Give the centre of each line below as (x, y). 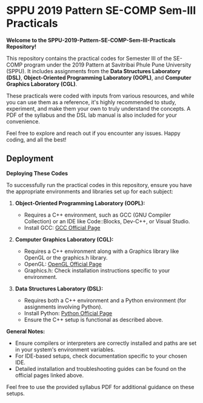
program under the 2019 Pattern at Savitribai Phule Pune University (108, 65)
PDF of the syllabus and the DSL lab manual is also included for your (92, 115)
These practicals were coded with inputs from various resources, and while (100, 96)
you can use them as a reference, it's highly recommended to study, (92, 102)
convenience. (23, 121)
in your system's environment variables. (65, 349)
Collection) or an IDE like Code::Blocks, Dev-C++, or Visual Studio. (107, 221)
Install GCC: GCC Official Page (62, 228)
